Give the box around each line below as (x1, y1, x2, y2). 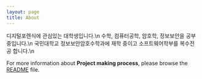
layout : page (6, 9, 40, 15)
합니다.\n (12, 47, 35, 55)
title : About (6, 15, 40, 21)
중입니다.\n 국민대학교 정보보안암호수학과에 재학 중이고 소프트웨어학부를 (6, 39, 179, 47)
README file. (6, 66, 40, 73)
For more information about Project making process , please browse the (6, 59, 188, 67)
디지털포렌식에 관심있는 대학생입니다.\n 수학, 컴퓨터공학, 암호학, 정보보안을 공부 (6, 32, 196, 39)
